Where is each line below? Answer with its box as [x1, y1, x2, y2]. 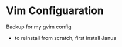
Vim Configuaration [6, 4, 104, 17]
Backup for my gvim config [6, 23, 72, 30]
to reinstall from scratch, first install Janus [14, 34, 116, 41]
